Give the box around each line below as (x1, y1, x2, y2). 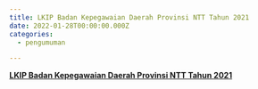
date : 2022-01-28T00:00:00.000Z (9, 21, 129, 30)
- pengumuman (17, 37, 66, 47)
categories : (9, 29, 54, 38)
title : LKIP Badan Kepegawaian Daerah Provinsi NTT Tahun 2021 (9, 12, 250, 22)
